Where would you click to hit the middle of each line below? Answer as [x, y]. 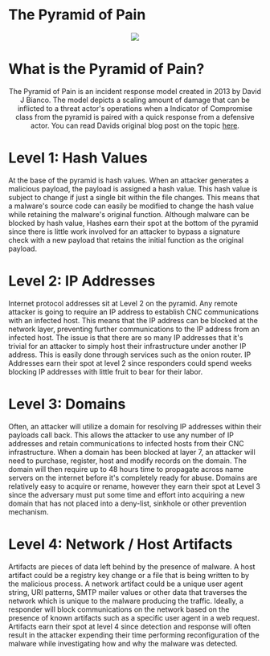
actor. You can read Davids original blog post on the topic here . [135, 125]
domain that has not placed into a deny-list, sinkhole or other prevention [127, 503]
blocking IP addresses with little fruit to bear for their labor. [106, 371]
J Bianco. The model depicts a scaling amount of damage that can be [135, 100]
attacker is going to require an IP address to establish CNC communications [134, 312]
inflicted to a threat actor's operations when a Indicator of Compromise [135, 108]
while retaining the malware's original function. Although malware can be [129, 214]
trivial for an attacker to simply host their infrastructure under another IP [127, 346]
